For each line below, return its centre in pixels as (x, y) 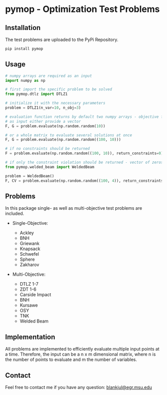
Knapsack (30, 249)
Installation (23, 28)
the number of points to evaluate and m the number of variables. (71, 360)
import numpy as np (25, 80)
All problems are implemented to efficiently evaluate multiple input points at (83, 349)
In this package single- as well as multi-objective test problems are (74, 208)
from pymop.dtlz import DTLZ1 (37, 94)
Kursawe (29, 305)
